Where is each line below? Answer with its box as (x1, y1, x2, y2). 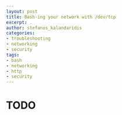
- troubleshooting (6, 36, 51, 41)
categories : (6, 30, 35, 36)
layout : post (6, 8, 38, 15)
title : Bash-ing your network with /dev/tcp (6, 14, 116, 20)
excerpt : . (6, 19, 33, 25)
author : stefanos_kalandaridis (6, 25, 82, 31)
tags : (6, 52, 19, 58)
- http (6, 68, 22, 74)
